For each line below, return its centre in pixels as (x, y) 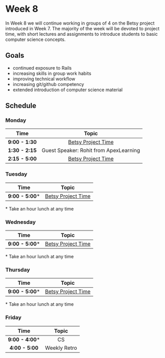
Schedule (21, 106)
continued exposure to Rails (42, 68)
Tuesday (16, 174)
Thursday (18, 269)
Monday (16, 120)
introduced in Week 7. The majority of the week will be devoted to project (82, 28)
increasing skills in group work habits (52, 73)
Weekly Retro (61, 348)
